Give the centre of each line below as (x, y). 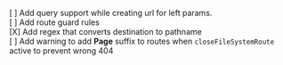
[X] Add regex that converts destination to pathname (105, 32)
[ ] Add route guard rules (54, 22)
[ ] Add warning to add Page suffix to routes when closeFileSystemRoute (142, 41)
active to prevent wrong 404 (61, 51)
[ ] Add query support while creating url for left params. (111, 13)
